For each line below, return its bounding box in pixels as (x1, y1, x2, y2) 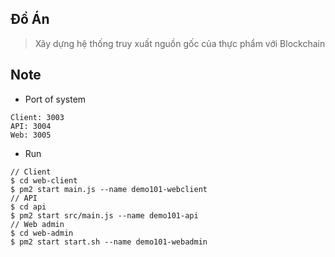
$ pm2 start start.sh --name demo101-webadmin (10, 237, 208, 247)
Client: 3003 (10, 112, 65, 122)
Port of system (24, 93, 87, 105)
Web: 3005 (10, 130, 52, 140)
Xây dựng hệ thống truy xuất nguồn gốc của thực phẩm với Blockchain (34, 37, 326, 49)
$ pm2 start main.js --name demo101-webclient (10, 184, 208, 194)
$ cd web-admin (10, 228, 74, 238)
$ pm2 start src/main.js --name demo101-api (10, 210, 199, 221)
